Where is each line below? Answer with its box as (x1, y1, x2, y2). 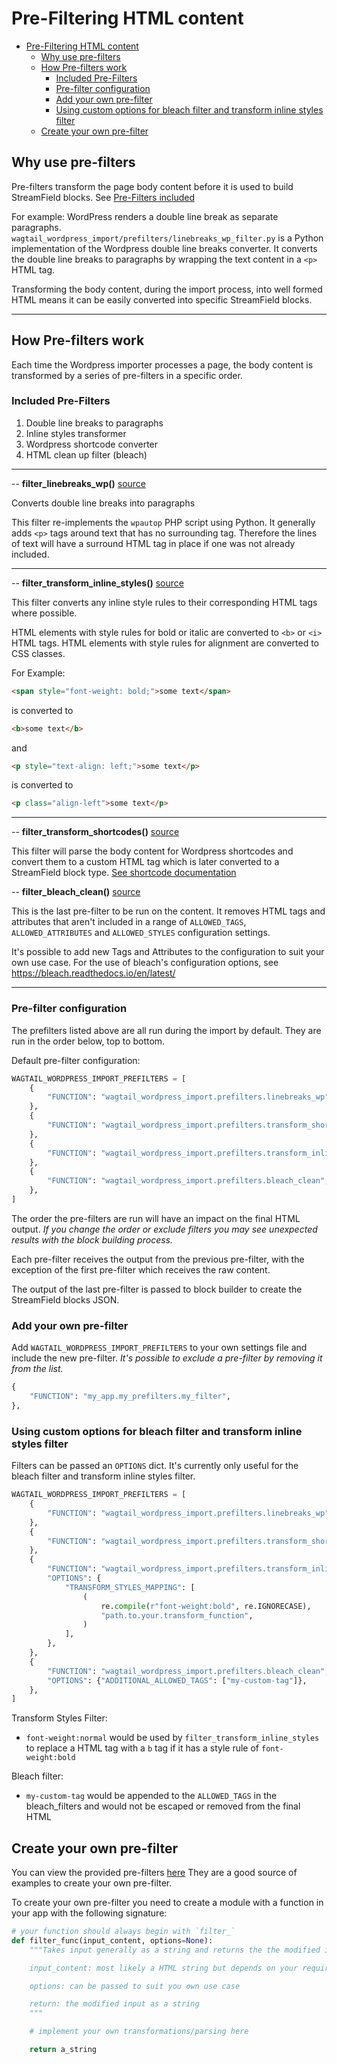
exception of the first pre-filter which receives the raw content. (11, 1263, 271, 1276)
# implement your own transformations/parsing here (29, 2027, 249, 2037)
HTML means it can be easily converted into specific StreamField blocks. (11, 293, 313, 306)
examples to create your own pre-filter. (11, 1877, 173, 1889)
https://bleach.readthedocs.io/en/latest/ (11, 967, 176, 979)
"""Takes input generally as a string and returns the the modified (29, 1945, 321, 1955)
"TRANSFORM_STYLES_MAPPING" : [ (64, 1582, 196, 1592)
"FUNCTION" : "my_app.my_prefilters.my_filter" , (29, 1392, 231, 1402)
